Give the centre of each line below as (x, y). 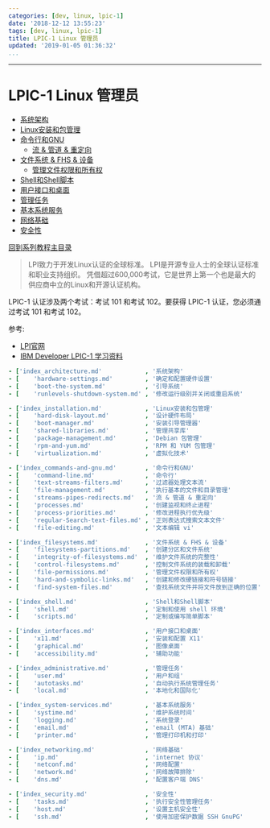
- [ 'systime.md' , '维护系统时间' (102, 713)
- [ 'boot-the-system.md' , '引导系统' (96, 386)
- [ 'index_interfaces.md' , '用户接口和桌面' (105, 631)
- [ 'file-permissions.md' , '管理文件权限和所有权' (114, 573)
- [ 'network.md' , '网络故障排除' (102, 772)
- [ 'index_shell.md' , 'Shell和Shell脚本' (111, 602)
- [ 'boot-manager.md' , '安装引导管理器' (105, 424)
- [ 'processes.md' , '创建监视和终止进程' (111, 505)
